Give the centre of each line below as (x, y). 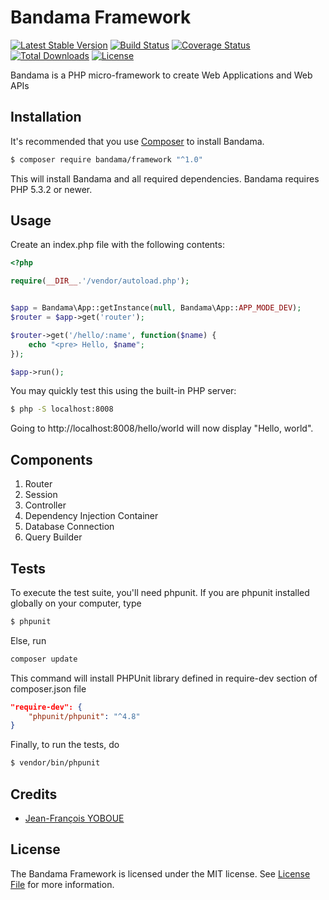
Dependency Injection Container (91, 516)
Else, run (28, 640)
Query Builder (53, 537)
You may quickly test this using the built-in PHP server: (123, 391)
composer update (44, 659)
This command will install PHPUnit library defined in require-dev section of (164, 678)
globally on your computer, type (76, 603)
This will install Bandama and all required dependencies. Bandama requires (165, 178)
